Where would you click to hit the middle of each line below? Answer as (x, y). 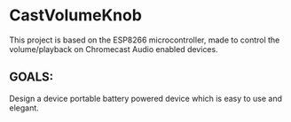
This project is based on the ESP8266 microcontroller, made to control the (145, 40)
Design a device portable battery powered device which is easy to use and (145, 98)
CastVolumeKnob (75, 15)
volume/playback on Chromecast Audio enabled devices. (114, 49)
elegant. (24, 108)
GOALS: (31, 77)
